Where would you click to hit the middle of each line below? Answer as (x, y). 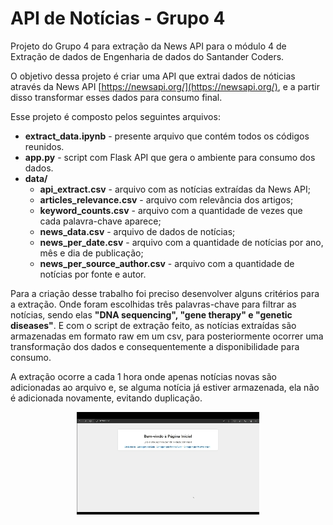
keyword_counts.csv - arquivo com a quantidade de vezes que (171, 210)
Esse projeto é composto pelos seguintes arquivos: (115, 116)
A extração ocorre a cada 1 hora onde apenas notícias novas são (143, 376)
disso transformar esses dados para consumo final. (116, 97)
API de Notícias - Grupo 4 (118, 18)
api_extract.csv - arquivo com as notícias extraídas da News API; (175, 189)
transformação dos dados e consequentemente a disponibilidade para (155, 346)
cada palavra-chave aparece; (100, 221)
